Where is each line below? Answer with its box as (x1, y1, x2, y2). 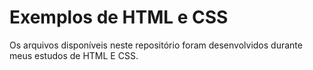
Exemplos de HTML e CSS (9, 6, 229, 29)
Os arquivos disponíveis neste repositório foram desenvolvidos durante (9, 39, 303, 51)
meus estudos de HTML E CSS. (9, 49, 139, 61)
